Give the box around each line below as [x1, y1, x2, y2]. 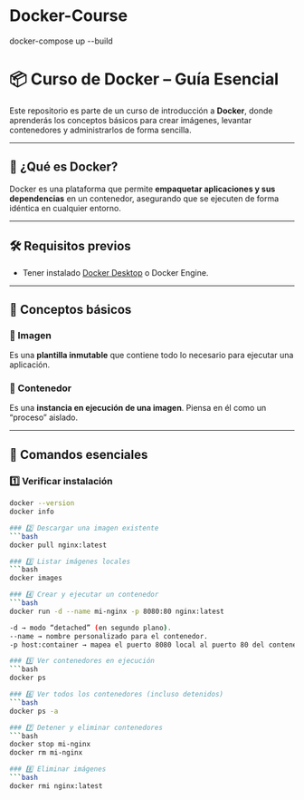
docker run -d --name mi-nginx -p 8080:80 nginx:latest [9, 607, 224, 616]
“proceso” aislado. [9, 412, 79, 423]
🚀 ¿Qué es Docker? [9, 160, 119, 175]
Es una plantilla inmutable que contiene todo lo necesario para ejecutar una [9, 350, 294, 361]
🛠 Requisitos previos [9, 239, 131, 254]
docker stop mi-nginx [9, 740, 91, 749]
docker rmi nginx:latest [9, 781, 103, 790]
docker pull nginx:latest [9, 541, 107, 550]
